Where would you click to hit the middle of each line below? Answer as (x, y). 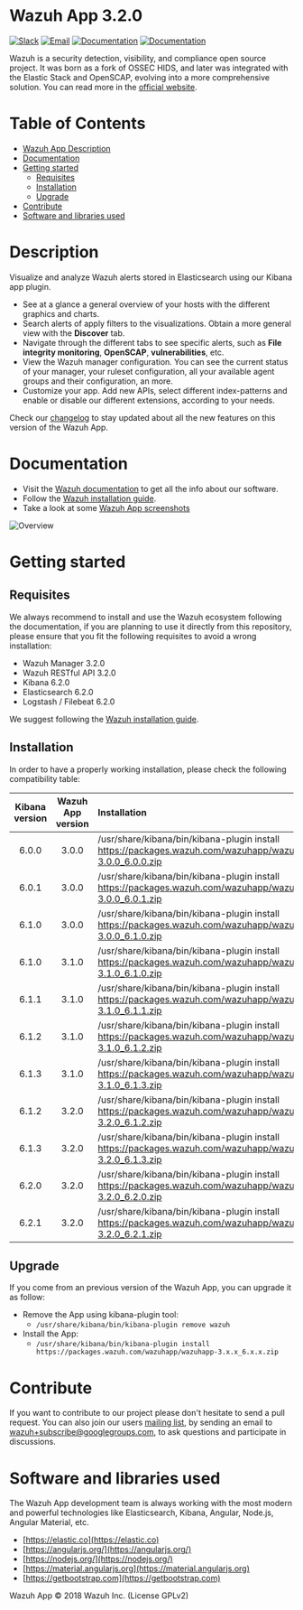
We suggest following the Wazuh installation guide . (104, 719)
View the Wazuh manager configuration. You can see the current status (155, 361)
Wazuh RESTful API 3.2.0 (69, 673)
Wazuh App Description (66, 148)
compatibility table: (45, 778)
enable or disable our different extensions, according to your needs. (148, 400)
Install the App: (50, 1334)
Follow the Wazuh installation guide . (89, 498)
